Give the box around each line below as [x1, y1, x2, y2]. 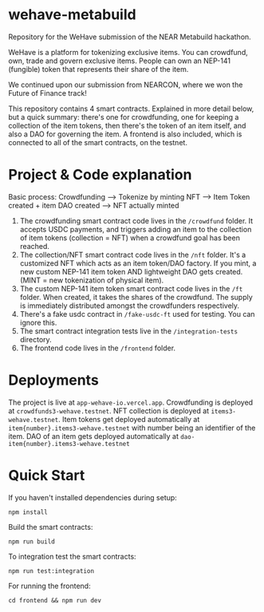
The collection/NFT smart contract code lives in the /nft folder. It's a [19, 250, 246, 259]
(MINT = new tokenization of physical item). [19, 275, 164, 285]
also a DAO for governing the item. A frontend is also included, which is [8, 129, 242, 139]
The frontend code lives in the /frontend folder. [19, 343, 176, 353]
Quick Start [8, 467, 85, 484]
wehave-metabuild [8, 6, 137, 24]
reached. [19, 241, 50, 251]
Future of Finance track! [8, 88, 88, 97]
